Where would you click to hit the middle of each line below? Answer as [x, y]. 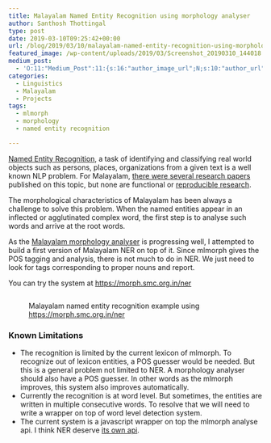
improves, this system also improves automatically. [104, 387]
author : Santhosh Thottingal [57, 23]
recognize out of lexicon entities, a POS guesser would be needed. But [138, 361]
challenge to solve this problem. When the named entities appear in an [126, 209]
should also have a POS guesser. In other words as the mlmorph [127, 379]
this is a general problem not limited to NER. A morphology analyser [132, 370]
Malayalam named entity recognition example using [114, 306]
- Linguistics [39, 83]
